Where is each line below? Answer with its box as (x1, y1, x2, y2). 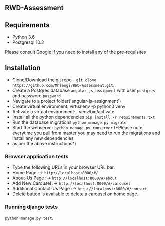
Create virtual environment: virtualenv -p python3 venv (12, 103, 126, 109)
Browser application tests (5, 153, 69, 160)
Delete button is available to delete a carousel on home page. (12, 191, 139, 197)
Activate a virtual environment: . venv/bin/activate (12, 109, 115, 115)
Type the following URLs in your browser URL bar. (12, 164, 115, 170)
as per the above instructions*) (12, 141, 76, 147)
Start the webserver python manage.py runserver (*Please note (12, 125, 143, 131)
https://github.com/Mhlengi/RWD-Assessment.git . (12, 82, 115, 88)
